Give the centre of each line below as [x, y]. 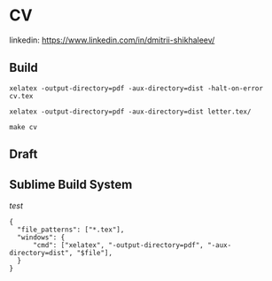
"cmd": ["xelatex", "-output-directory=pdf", [118, 245]
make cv [23, 127]
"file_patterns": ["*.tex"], [71, 230]
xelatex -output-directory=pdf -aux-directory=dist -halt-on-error [136, 88]
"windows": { [41, 237]
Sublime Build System [71, 184]
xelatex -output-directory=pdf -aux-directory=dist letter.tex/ [130, 112]
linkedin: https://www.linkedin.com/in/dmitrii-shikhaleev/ [112, 40]
